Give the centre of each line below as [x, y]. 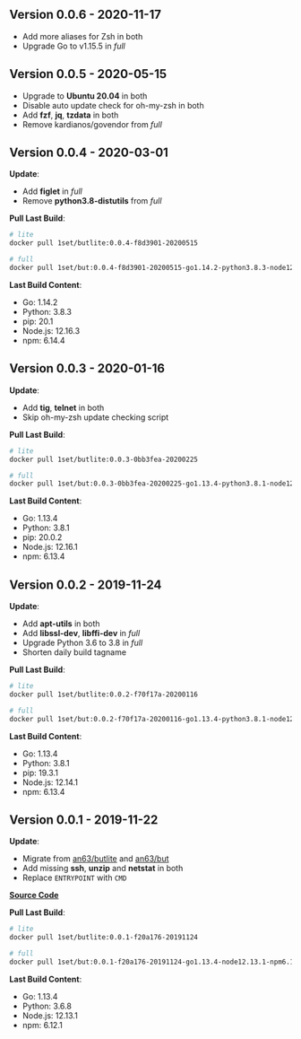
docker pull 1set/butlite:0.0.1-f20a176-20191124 [104, 938]
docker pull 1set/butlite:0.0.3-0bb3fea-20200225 [104, 459]
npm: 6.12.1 [42, 1025]
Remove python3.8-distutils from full [92, 201]
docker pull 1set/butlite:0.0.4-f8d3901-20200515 [104, 243]
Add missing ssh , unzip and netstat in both [103, 869]
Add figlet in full [52, 191]
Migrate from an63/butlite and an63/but [95, 859]
